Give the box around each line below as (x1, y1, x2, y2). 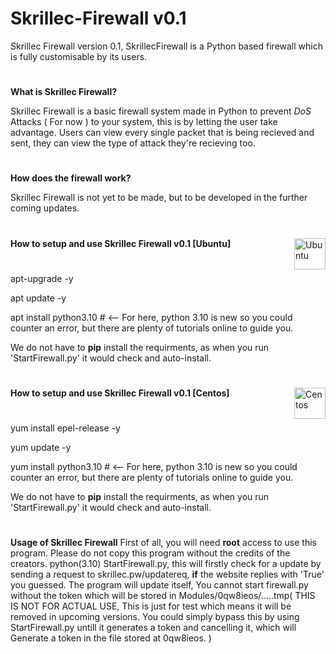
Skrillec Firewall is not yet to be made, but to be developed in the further (10, 192, 308, 204)
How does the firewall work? (10, 172, 132, 184)
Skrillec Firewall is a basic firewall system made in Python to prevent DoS (10, 105, 312, 117)
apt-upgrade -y (10, 272, 74, 284)
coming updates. (10, 202, 80, 214)
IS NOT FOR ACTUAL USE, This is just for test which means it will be (10, 600, 292, 612)
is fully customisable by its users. (10, 50, 148, 62)
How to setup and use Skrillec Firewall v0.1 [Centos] (10, 387, 230, 399)
